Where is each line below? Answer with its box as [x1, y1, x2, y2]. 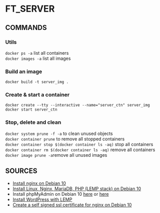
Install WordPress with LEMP [12, 196, 72, 202]
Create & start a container [5, 91, 70, 98]
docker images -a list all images [5, 55, 71, 61]
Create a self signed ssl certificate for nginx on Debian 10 [12, 201, 132, 208]
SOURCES [5, 167, 38, 175]
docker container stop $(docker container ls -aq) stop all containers [5, 141, 153, 147]
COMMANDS [5, 23, 47, 32]
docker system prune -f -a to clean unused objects [5, 130, 113, 136]
